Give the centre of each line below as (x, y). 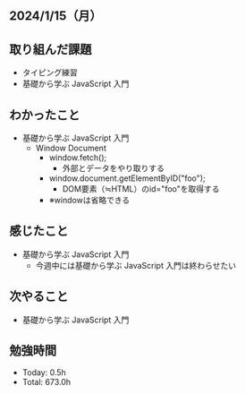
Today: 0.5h (44, 373)
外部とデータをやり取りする (114, 168)
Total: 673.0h (46, 382)
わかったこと (45, 115)
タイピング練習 (50, 73)
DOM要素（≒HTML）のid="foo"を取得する (141, 189)
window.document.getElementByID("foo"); (127, 178)
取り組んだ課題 (51, 49)
